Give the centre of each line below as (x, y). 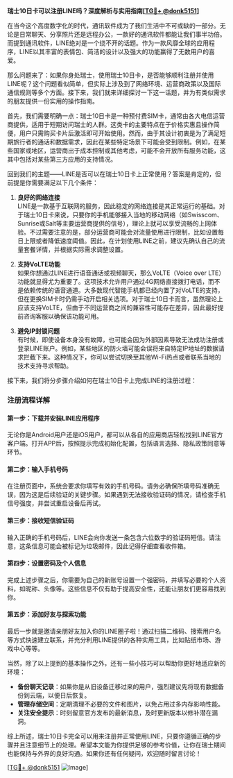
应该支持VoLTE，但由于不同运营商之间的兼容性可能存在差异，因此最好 (118, 307)
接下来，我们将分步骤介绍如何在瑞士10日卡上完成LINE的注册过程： (102, 380)
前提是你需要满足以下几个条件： (53, 183)
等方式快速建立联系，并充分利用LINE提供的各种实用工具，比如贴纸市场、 (111, 640)
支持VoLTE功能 (39, 264)
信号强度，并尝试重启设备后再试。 (56, 503)
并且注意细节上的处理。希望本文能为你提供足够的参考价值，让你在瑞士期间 (119, 745)
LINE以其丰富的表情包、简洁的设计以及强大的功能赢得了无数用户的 (114, 52)
